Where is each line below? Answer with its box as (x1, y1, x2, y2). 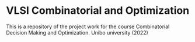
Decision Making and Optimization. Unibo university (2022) (6, 29, 149, 36)
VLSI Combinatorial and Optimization (6, 4, 190, 17)
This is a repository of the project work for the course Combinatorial (6, 23, 170, 30)
